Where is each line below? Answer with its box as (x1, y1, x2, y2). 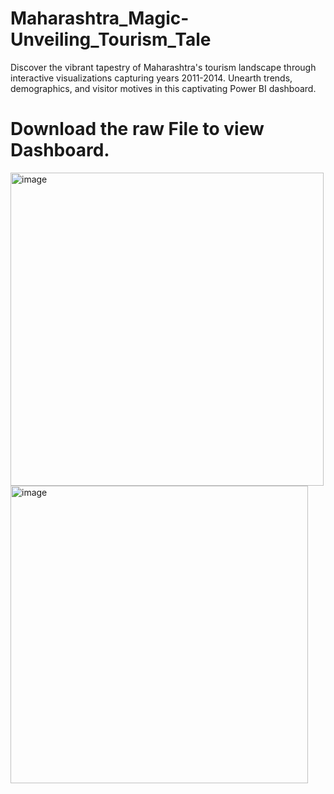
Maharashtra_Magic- (10, 7, 190, 30)
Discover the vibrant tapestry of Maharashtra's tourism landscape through (10, 61, 317, 73)
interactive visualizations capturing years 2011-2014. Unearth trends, (10, 72, 293, 84)
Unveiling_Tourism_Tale (10, 28, 212, 51)
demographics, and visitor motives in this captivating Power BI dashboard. (10, 82, 317, 94)
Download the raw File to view (10, 118, 265, 141)
